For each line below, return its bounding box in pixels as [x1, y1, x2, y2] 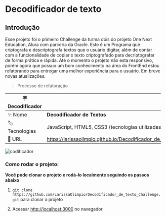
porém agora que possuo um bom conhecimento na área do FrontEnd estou [5, 63, 160, 68]
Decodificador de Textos [46, 111, 106, 118]
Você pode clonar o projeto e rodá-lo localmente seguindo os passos [5, 172, 150, 178]
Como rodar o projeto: [5, 161, 59, 167]
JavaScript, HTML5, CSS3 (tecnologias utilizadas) [46, 123, 163, 130]
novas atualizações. [5, 73, 46, 79]
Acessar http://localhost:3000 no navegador [12, 206, 103, 212]
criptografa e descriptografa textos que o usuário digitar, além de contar [5, 47, 152, 53]
